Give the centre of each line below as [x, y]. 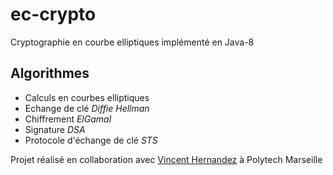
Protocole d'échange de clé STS [91, 140]
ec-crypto [53, 14]
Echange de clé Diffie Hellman [87, 108]
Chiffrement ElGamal [68, 119]
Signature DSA [55, 129]
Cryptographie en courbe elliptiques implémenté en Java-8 [132, 42]
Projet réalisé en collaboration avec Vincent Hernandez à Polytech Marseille [166, 159]
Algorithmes [50, 73]
